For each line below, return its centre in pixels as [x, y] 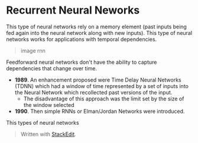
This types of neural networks [43, 122]
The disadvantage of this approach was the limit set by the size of [104, 99]
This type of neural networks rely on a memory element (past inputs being [97, 27]
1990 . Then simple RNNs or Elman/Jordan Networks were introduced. [100, 111]
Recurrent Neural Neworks [73, 10]
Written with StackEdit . [48, 134]
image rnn [33, 50]
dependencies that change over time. [52, 68]
